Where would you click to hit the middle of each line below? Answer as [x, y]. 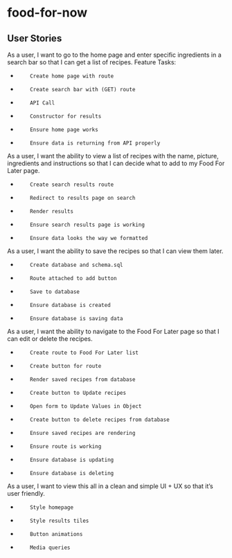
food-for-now [47, 13]
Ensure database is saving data [77, 319]
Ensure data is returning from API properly [95, 143]
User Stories [35, 38]
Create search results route [72, 185]
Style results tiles [60, 521]
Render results [52, 212]
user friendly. [26, 493]
